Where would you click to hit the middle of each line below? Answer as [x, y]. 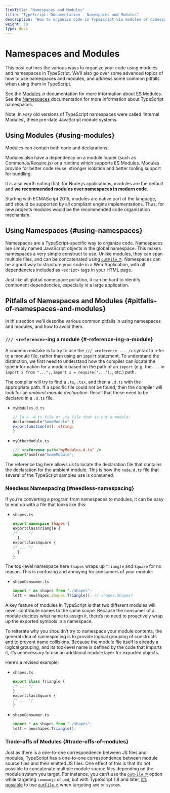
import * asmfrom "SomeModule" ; [43, 455]
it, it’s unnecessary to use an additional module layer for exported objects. [82, 653]
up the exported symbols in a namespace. [49, 621]
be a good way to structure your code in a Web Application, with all [75, 264]
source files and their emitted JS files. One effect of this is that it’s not [78, 763]
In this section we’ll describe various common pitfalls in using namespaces [83, 321]
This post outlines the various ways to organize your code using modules [81, 68]
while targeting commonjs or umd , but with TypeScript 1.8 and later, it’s [76, 779]
